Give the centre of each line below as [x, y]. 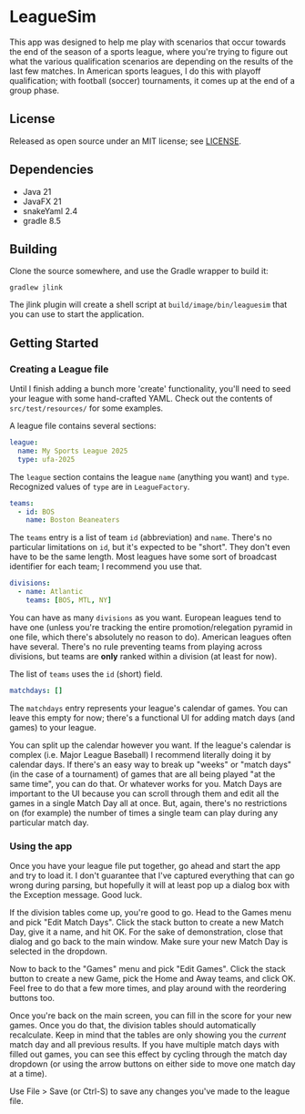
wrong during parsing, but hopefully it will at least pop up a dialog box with [149, 885]
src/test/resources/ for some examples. [86, 408]
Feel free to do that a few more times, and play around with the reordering [148, 988]
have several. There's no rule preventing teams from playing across [136, 646]
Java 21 [37, 191]
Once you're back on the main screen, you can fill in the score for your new [151, 1016]
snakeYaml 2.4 [50, 210]
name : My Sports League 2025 [73, 451]
